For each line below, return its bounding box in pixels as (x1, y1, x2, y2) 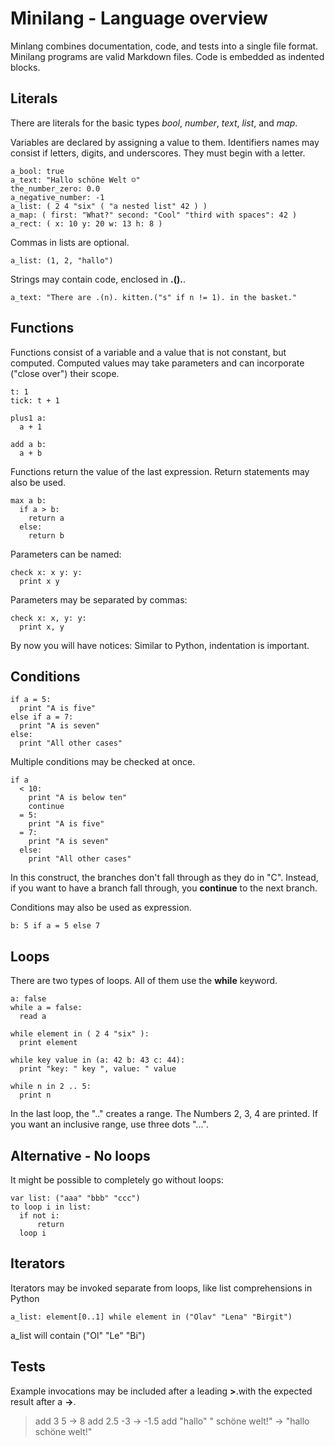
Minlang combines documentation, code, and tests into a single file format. (10, 40, 319, 52)
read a (19, 1012, 47, 1022)
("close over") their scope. (10, 367, 120, 379)
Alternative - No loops (10, 1147, 151, 1164)
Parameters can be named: (10, 548, 122, 560)
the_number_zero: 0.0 (10, 183, 101, 194)
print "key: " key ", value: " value (19, 1064, 177, 1074)
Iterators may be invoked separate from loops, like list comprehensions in (10, 1282, 313, 1294)
